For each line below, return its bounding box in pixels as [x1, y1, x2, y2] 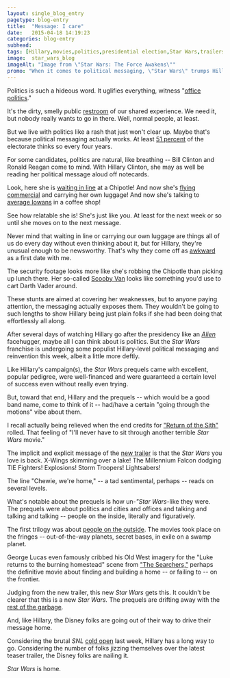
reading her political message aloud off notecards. [7, 169, 149, 178]
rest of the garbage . [7, 603, 64, 611]
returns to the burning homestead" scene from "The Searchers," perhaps [7, 560, 214, 568]
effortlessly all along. [7, 316, 66, 325]
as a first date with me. [7, 253, 72, 261]
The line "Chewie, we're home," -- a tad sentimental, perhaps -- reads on [7, 476, 214, 484]
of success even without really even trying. [7, 379, 129, 388]
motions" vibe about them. [7, 408, 82, 416]
